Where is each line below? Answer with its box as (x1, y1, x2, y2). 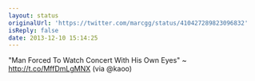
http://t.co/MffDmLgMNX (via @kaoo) (8, 64, 133, 74)
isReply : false (8, 26, 59, 34)
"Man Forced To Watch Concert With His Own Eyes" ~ (8, 56, 187, 65)
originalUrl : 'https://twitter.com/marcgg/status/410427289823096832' (8, 19, 249, 27)
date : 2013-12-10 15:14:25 (8, 33, 98, 42)
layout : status (8, 11, 59, 20)
